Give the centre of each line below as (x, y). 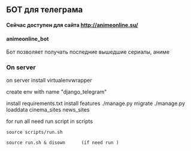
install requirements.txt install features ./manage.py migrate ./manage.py (96, 103)
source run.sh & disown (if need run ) (63, 143)
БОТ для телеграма (45, 10)
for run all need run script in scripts (50, 121)
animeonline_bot (28, 39)
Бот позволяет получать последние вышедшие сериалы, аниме (88, 52)
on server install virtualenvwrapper (49, 81)
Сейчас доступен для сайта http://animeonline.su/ (72, 25)
